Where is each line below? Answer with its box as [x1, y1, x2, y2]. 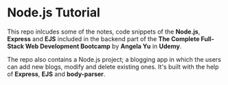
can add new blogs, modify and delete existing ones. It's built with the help [7, 62, 219, 71]
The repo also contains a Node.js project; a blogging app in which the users [7, 55, 222, 63]
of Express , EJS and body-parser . [7, 70, 106, 78]
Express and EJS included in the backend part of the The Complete [7, 34, 201, 42]
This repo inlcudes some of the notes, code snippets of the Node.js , [7, 27, 201, 36]
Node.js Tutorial [7, 5, 101, 21]
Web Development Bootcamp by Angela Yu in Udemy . [25, 42, 182, 50]
